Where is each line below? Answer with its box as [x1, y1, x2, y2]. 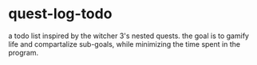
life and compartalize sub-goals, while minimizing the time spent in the [8, 39, 241, 48]
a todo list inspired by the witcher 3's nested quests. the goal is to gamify [8, 31, 250, 40]
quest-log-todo [8, 5, 113, 23]
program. [8, 48, 39, 57]
